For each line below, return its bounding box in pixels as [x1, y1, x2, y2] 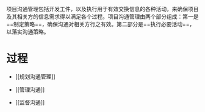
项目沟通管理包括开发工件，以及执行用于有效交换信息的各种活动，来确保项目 [6, 5, 199, 12]
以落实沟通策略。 [6, 28, 49, 35]
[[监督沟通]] [15, 99, 45, 106]
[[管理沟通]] [15, 86, 45, 93]
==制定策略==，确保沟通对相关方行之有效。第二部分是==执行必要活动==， [6, 21, 195, 27]
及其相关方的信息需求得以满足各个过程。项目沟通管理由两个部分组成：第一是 [6, 13, 199, 20]
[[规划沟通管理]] [15, 72, 56, 80]
